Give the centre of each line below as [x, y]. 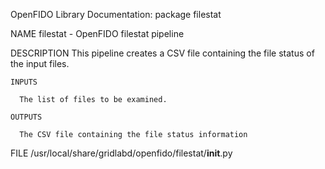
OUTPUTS [26, 117]
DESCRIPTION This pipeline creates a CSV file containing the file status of [162, 53]
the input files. [40, 63]
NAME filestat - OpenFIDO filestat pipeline [97, 33]
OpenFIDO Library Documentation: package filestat [116, 14]
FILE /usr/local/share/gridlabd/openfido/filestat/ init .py [121, 153]
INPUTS [24, 82]
